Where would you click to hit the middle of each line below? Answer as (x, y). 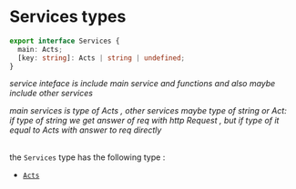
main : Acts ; (41, 49)
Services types (68, 17)
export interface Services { (65, 41)
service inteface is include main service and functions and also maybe (143, 84)
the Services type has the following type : (87, 157)
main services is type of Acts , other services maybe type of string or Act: (148, 111)
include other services (51, 94)
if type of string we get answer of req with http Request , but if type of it (144, 121)
